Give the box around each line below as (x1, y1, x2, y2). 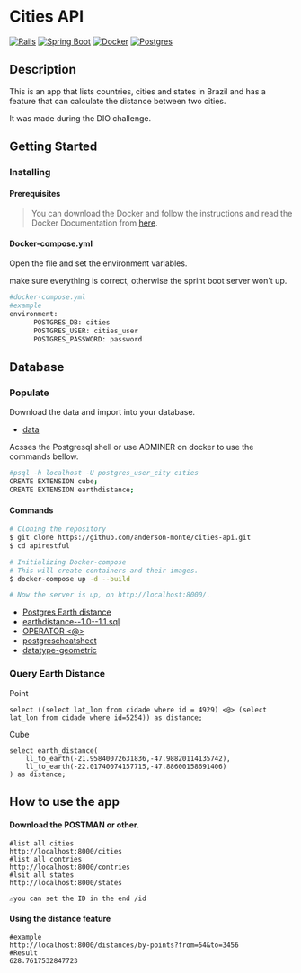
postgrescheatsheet (22, 635, 97, 646)
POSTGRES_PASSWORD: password (32, 334, 143, 343)
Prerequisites (9, 188, 61, 199)
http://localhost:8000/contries (9, 862, 130, 872)
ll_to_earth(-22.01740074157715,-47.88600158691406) (25, 762, 227, 771)
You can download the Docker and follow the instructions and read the (31, 208, 293, 219)
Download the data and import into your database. (9, 407, 196, 418)
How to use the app (9, 794, 120, 809)
